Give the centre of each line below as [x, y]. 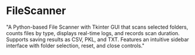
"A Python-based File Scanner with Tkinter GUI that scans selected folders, [97, 27]
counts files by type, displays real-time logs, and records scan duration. [93, 33]
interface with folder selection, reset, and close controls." [75, 46]
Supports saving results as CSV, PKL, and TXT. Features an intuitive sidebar [97, 39]
